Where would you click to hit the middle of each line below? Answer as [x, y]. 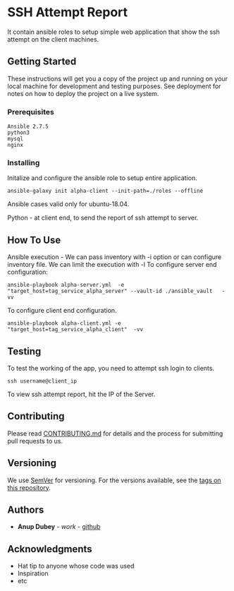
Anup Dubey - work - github [59, 527]
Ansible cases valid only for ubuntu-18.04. [68, 204]
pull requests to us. [35, 441]
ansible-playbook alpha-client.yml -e [64, 323]
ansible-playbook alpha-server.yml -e [66, 285]
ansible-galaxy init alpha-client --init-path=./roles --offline [105, 191]
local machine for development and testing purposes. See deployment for [114, 86]
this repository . [29, 487]
